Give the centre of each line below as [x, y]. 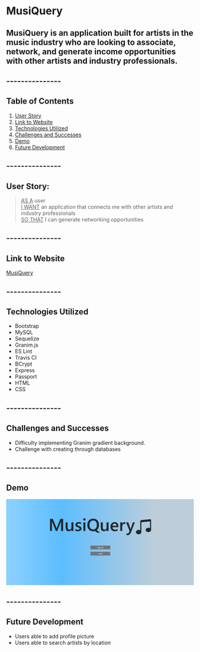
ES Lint [24, 351]
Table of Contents [40, 102]
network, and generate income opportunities [91, 52]
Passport [26, 377]
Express [25, 370]
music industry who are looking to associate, [91, 42]
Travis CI [26, 358]
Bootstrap [27, 326]
